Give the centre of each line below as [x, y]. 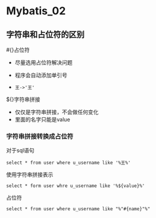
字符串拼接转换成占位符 [40, 136]
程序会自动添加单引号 [41, 75]
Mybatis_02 [36, 11]
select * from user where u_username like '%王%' [68, 163]
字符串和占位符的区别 [45, 34]
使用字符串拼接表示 [30, 175]
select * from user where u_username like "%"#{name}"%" [78, 209]
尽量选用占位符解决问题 [43, 63]
